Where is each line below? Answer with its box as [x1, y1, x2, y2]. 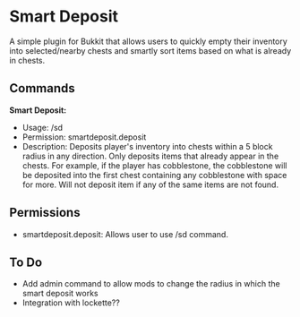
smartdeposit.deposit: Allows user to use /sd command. [21, 228, 228, 239]
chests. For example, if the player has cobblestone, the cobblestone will [21, 159, 287, 171]
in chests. [9, 55, 46, 65]
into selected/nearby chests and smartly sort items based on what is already [9, 45, 292, 56]
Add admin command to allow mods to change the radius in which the [21, 278, 280, 289]
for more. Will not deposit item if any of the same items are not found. [21, 179, 279, 190]
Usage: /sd [21, 122, 64, 133]
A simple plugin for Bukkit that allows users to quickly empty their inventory [9, 36, 288, 47]
